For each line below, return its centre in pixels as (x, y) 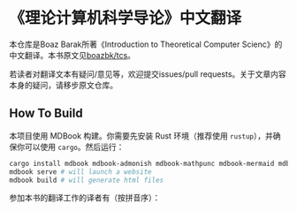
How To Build (46, 113)
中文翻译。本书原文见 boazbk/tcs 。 (72, 55)
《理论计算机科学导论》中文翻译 (126, 18)
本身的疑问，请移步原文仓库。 (63, 85)
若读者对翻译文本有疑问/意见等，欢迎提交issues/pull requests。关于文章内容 (148, 74)
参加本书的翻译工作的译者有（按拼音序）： (85, 198)
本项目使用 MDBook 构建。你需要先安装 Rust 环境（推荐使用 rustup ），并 (141, 136)
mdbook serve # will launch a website (80, 172)
